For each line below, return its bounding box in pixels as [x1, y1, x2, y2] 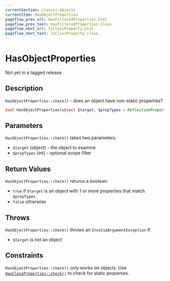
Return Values [5, 165, 51, 173]
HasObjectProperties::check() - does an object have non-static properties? [5, 97, 163, 104]
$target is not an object [12, 236, 62, 243]
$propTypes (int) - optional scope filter [12, 150, 92, 156]
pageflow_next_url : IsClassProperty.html [5, 26, 94, 31]
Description [5, 84, 43, 93]
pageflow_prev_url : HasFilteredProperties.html [5, 17, 108, 22]
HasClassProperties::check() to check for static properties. [5, 270, 130, 276]
